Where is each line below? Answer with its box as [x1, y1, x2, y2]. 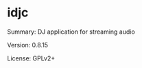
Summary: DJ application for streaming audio [7, 27, 135, 36]
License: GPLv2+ [7, 54, 56, 63]
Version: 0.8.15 [7, 41, 49, 49]
